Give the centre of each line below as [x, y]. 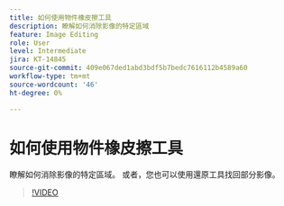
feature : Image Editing [54, 34]
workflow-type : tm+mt [50, 76]
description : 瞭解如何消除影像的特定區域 [79, 26]
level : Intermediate [48, 51]
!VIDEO [45, 193]
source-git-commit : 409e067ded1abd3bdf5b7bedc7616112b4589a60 [128, 68]
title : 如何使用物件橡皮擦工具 [60, 18]
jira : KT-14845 [38, 59]
